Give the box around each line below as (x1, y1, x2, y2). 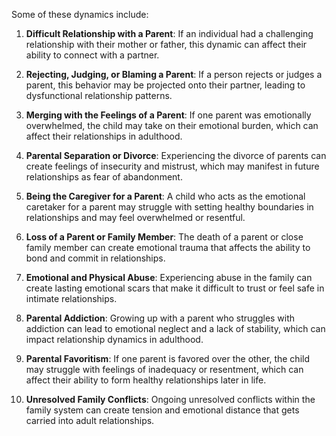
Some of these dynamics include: (11, 9, 149, 20)
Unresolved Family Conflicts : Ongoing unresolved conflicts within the (25, 394, 316, 405)
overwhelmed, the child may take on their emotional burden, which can (25, 120, 319, 131)
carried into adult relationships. (25, 415, 155, 426)
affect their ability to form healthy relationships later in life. (25, 374, 267, 386)
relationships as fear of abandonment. (25, 171, 183, 183)
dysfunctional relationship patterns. (25, 90, 173, 101)
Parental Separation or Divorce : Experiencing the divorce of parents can (25, 150, 327, 161)
